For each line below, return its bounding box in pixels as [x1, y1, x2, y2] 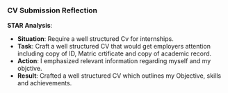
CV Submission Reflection [7, 6, 97, 15]
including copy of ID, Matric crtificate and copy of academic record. [17, 49, 212, 58]
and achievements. [17, 79, 72, 87]
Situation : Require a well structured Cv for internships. [17, 35, 174, 43]
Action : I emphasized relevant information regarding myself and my [17, 57, 211, 65]
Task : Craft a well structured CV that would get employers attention [17, 42, 211, 51]
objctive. [17, 65, 42, 73]
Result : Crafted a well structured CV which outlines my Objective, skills [17, 71, 221, 80]
